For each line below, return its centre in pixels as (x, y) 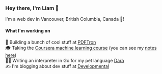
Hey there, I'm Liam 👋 (32, 8)
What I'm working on (28, 30)
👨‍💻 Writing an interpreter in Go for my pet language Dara (65, 60)
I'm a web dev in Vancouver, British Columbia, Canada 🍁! (65, 19)
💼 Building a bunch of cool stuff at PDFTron (51, 42)
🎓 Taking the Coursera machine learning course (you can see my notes (81, 48)
